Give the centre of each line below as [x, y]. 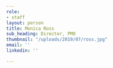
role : [13, 12]
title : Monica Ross [30, 28]
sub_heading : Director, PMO [41, 34]
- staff [16, 17]
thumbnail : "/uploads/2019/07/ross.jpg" [57, 39]
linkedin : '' [22, 51]
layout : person [25, 23]
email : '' [18, 45]
